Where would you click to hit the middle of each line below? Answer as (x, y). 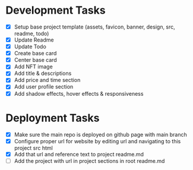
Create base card (35, 53)
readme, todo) (31, 34)
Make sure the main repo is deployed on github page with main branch (101, 134)
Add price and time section (47, 80)
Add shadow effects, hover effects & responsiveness (79, 93)
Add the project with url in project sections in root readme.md (89, 160)
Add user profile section (44, 87)
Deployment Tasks (53, 118)
